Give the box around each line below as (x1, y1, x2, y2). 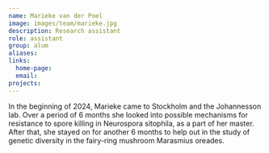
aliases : (8, 49, 38, 57)
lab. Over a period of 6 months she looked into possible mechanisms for (8, 110, 249, 119)
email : (15, 72, 38, 80)
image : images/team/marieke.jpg (8, 19, 117, 27)
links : (8, 57, 31, 65)
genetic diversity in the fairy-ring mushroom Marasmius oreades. (8, 135, 225, 145)
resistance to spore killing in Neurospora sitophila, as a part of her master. (8, 118, 254, 128)
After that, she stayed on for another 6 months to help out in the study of (8, 126, 250, 137)
